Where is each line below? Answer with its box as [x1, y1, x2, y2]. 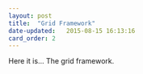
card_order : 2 [8, 34, 57, 43]
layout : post [8, 11, 53, 20]
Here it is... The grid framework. [8, 56, 115, 66]
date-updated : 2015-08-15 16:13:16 [8, 27, 136, 35]
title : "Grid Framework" [8, 19, 95, 27]
